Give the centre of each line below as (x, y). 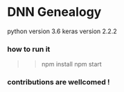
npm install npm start (71, 64)
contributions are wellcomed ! (59, 82)
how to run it (29, 49)
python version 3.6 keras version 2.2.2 (62, 31)
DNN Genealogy (54, 12)
